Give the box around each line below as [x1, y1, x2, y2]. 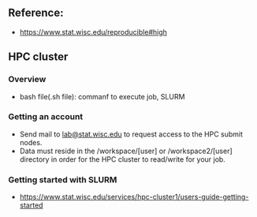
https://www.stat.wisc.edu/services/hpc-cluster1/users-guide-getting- [19, 193, 249, 202]
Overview [8, 74, 47, 85]
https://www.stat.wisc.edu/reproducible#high [19, 27, 168, 36]
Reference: [8, 6, 64, 20]
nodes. [19, 137, 43, 147]
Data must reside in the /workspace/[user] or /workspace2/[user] [19, 146, 233, 155]
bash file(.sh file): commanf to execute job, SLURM [19, 92, 185, 101]
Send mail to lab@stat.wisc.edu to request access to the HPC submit [19, 129, 243, 139]
